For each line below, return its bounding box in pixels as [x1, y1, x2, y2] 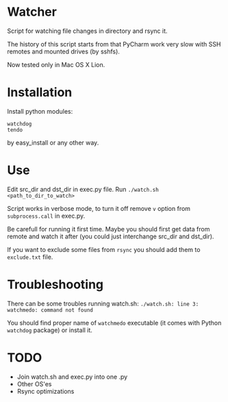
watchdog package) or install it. [7, 326, 92, 334]
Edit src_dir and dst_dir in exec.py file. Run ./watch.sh [7, 185, 159, 193]
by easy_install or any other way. [7, 138, 99, 147]
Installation [7, 85, 73, 100]
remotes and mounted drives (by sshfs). [7, 47, 120, 55]
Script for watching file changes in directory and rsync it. [7, 27, 168, 35]
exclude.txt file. [7, 253, 53, 261]
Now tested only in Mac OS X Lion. [7, 60, 105, 68]
